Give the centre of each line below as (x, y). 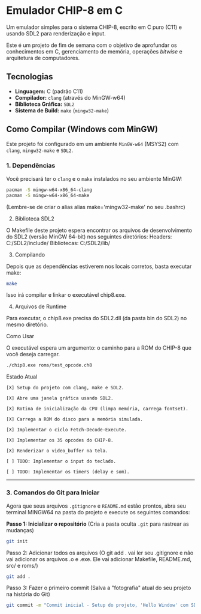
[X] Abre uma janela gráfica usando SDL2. (60, 398)
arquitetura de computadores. (43, 58)
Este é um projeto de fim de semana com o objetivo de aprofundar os (92, 45)
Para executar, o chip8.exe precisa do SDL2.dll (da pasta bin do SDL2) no (97, 318)
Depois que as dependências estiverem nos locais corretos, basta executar (99, 266)
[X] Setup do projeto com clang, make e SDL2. (65, 388)
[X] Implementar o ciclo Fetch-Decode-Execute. (67, 430)
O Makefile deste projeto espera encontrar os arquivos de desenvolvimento (99, 230)
